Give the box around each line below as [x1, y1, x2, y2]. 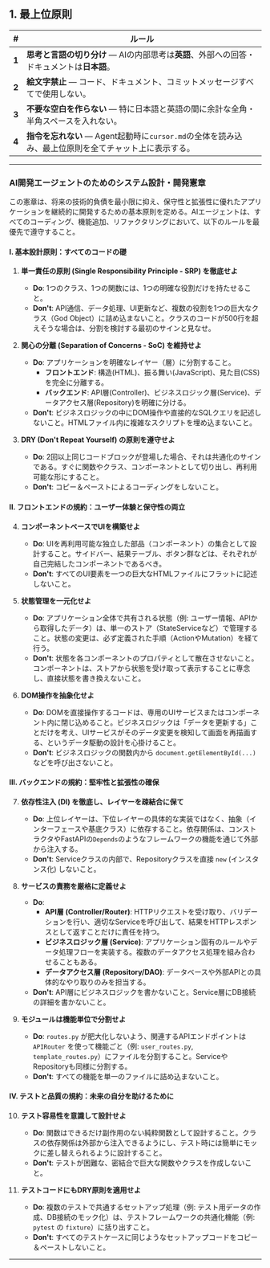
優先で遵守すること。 [9, 227, 79, 237]
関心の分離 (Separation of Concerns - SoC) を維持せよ [20, 341, 203, 350]
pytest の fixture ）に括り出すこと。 [32, 1222, 155, 1232]
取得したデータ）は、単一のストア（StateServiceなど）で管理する [39, 623, 258, 632]
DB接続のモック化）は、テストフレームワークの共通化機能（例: [46, 1212, 256, 1221]
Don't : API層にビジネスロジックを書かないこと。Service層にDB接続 [32, 987, 256, 996]
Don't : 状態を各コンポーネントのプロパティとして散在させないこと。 [32, 653, 259, 663]
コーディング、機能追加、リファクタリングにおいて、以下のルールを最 [30, 217, 260, 227]
